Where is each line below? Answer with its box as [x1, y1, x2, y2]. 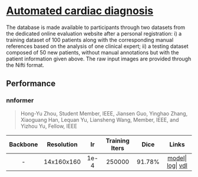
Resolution [47, 140, 78, 149]
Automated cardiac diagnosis [6, 4, 154, 18]
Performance [6, 79, 56, 89]
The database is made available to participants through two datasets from [6, 24, 186, 31]
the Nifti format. [6, 61, 44, 69]
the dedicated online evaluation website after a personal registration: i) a [6, 30, 182, 37]
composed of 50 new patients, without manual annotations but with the [6, 49, 179, 56]
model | [167, 154, 187, 162]
